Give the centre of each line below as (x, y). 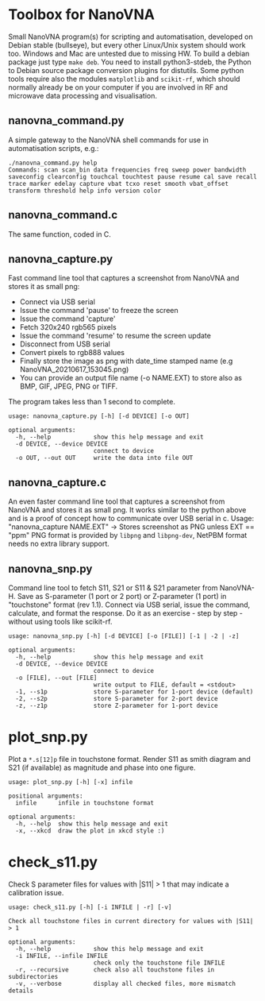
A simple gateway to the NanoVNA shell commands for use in (108, 140)
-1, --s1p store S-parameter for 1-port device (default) (134, 692)
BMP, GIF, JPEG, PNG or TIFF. (68, 386)
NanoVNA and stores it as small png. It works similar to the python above (127, 510)
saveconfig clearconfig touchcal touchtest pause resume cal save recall (133, 176)
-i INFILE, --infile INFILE (62, 956)
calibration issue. (36, 892)
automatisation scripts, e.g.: (54, 148)
